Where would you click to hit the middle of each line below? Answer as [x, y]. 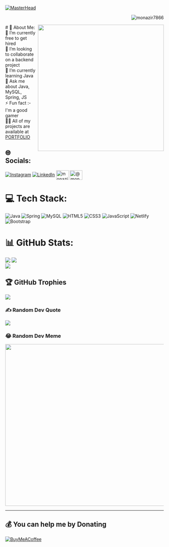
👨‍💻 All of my [18, 121]
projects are [18, 126]
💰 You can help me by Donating [56, 525]
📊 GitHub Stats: [39, 242]
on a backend [19, 60]
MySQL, [14, 92]
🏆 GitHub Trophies [36, 282]
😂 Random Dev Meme [33, 336]
